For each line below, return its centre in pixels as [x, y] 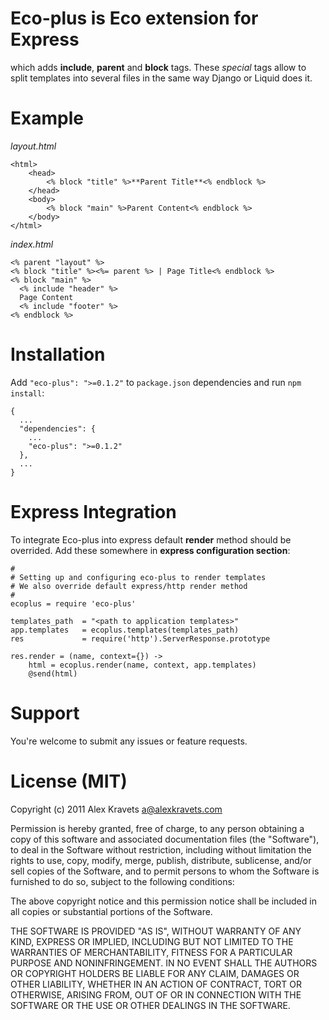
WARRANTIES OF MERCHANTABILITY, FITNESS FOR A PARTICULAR [151, 952]
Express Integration [93, 512]
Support [45, 713]
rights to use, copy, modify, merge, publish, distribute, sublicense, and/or [161, 860]
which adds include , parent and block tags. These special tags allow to [158, 67]
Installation [58, 354]
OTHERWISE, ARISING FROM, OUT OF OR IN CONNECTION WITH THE [156, 994]
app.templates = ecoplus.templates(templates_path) [125, 630]
